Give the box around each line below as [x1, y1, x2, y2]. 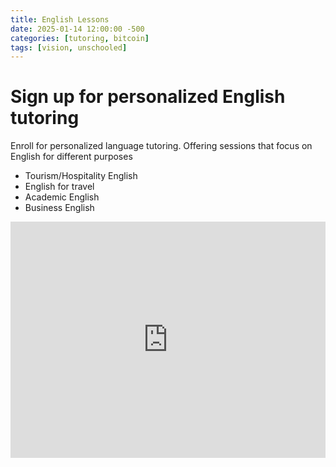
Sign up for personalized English [10, 86, 286, 108]
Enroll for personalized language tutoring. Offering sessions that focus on [10, 140, 313, 152]
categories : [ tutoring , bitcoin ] [10, 33, 150, 43]
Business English [24, 202, 95, 214]
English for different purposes [10, 151, 133, 163]
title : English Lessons [10, 14, 110, 25]
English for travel [24, 181, 95, 193]
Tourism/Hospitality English [24, 170, 138, 182]
